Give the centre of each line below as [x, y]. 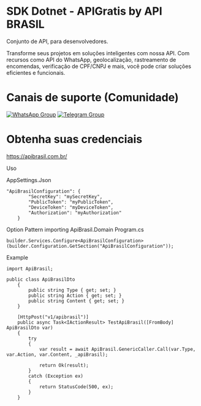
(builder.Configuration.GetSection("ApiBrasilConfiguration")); [90, 246]
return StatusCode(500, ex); [76, 387]
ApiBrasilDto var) [30, 327]
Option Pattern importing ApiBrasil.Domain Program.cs [75, 229]
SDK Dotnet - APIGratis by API [84, 11]
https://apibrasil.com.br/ [37, 156]
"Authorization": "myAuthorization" [75, 213]
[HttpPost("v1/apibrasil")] [53, 317]
